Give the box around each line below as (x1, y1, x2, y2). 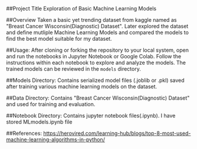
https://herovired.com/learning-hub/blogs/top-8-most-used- (43, 130, 191, 137)
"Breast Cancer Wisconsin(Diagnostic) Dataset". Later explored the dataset (6, 23, 189, 29)
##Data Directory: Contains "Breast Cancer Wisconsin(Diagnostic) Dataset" (6, 94, 190, 101)
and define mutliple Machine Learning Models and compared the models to (6, 29, 189, 36)
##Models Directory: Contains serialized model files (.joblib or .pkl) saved (6, 77, 185, 84)
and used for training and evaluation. (6, 101, 96, 108)
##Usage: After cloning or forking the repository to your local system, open (6, 47, 189, 54)
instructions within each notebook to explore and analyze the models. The (6, 59, 186, 66)
